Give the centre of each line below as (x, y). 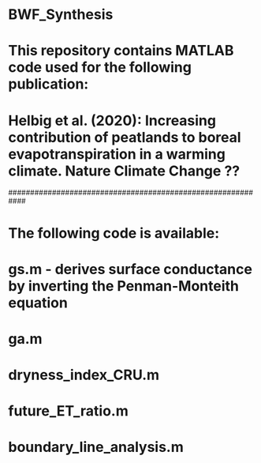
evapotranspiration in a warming (117, 154)
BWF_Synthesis (61, 15)
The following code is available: (114, 233)
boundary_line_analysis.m (96, 447)
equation (38, 303)
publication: (48, 84)
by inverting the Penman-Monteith (123, 286)
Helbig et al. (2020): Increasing (112, 120)
